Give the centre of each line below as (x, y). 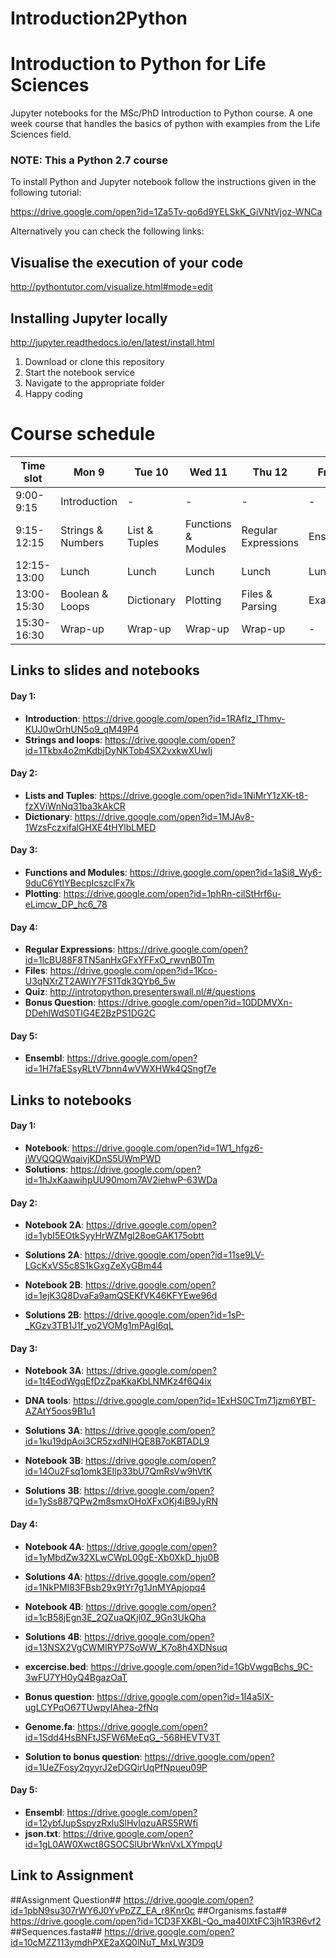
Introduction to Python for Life (138, 64)
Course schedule (83, 434)
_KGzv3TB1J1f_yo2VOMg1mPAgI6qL (99, 1326)
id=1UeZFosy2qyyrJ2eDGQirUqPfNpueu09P (116, 1767)
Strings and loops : (63, 739)
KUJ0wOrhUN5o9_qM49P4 (82, 729)
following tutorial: (46, 193)
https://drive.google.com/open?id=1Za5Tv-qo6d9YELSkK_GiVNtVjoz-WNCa (166, 212)
